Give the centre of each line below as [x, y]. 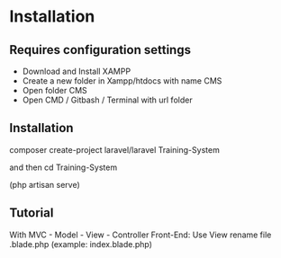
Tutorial [32, 213]
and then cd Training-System [63, 167]
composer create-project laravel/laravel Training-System [115, 149]
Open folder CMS [54, 90]
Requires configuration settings [100, 50]
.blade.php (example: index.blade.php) [81, 244]
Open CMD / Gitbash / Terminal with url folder [107, 100]
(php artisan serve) [45, 184]
